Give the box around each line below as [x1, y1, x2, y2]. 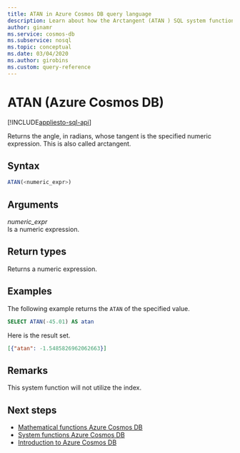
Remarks [7, 365, 49, 377]
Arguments [7, 198, 59, 210]
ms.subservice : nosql [7, 37, 72, 44]
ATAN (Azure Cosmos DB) [7, 94, 164, 111]
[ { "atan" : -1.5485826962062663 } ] [7, 345, 107, 352]
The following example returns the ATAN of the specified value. [7, 304, 191, 312]
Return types [7, 245, 66, 258]
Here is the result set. [7, 331, 71, 340]
